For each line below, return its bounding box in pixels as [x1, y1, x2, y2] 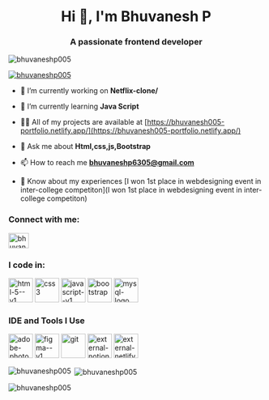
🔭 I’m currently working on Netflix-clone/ [19, 86, 159, 96]
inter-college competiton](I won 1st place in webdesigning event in [19, 185, 243, 195]
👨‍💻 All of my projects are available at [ [19, 117, 147, 127]
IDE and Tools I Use [8, 315, 85, 326]
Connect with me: [8, 214, 80, 225]
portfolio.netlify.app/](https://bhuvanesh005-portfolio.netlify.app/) [19, 126, 241, 136]
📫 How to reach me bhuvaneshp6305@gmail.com [19, 158, 194, 168]
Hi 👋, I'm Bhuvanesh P [60, 7, 212, 26]
